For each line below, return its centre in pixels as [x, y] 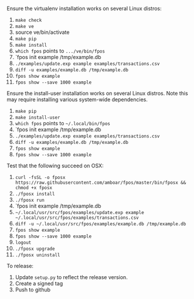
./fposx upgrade [35, 249]
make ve [24, 26]
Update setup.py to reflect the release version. [71, 277]
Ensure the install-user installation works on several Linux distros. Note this [97, 93]
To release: [20, 266]
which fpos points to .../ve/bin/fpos [60, 51]
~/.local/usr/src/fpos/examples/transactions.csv [77, 218]
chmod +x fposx [34, 188]
